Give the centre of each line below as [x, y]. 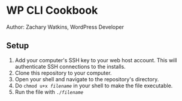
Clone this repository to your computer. [63, 73]
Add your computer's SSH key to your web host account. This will [96, 60]
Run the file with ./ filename [49, 92]
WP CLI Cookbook [52, 10]
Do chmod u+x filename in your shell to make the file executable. [94, 85]
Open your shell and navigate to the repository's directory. [87, 79]
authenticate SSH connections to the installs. [70, 66]
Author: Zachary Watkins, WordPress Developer [65, 27]
